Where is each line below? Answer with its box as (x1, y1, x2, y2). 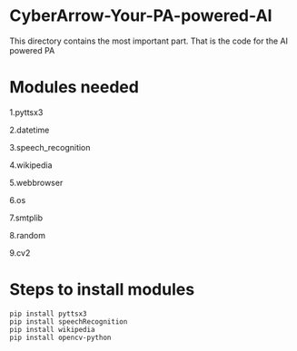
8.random (9, 229, 46, 240)
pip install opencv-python (9, 333, 112, 342)
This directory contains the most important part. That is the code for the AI (9, 35, 289, 46)
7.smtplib (9, 212, 44, 223)
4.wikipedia (9, 160, 53, 171)
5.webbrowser (9, 177, 64, 188)
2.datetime (9, 124, 50, 135)
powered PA (9, 44, 55, 55)
